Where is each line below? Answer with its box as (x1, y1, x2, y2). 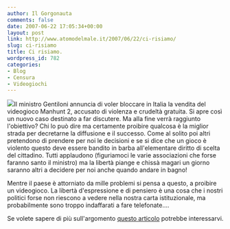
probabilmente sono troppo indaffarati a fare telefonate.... (7, 201, 170, 210)
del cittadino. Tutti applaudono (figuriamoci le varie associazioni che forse (7, 151, 217, 160)
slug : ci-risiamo (7, 42, 57, 49)
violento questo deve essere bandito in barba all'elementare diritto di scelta (7, 144, 220, 152)
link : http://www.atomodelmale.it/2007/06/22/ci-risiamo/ (7, 36, 176, 43)
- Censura (7, 74, 36, 81)
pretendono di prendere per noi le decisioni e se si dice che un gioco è (7, 137, 207, 145)
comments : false (7, 17, 54, 23)
